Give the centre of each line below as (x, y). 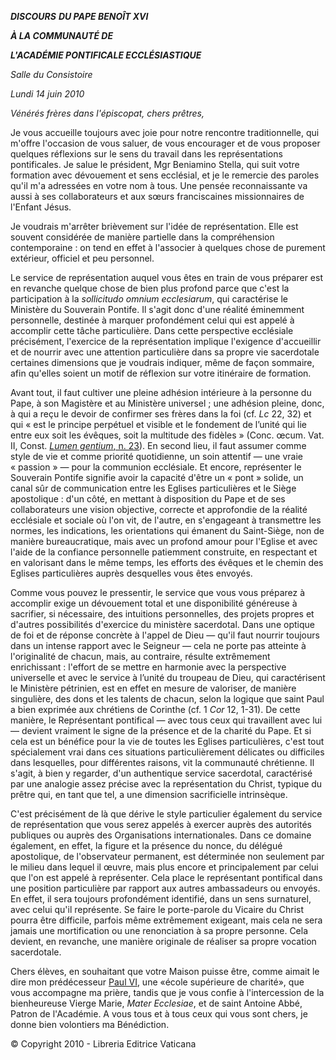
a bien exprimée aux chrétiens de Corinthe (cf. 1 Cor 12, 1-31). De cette (155, 709)
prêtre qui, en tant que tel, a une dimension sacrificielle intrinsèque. (149, 794)
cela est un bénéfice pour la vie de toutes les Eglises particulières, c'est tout (167, 741)
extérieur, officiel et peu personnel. (82, 258)
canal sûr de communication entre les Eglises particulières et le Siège (153, 488)
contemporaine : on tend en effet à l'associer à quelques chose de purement (168, 247)
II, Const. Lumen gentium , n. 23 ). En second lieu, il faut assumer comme (158, 445)
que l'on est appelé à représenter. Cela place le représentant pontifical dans (166, 877)
